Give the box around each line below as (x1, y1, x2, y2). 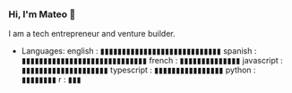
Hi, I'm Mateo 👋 (8, 8, 76, 21)
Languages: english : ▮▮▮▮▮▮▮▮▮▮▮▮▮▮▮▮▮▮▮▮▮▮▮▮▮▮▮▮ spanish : (21, 46, 257, 56)
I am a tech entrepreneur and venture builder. (8, 29, 176, 39)
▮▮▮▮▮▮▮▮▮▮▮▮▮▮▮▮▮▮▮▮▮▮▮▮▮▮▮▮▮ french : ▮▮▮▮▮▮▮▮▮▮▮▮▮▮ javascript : (21, 55, 283, 66)
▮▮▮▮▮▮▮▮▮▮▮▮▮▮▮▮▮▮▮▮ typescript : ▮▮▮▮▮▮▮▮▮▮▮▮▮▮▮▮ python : (21, 64, 256, 75)
